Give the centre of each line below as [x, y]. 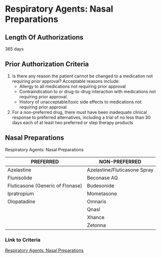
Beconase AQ [103, 178]
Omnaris [97, 202]
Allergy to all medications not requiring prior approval [72, 86]
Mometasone [102, 193]
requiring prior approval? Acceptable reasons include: [66, 81]
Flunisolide [20, 178]
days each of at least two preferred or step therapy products [72, 122]
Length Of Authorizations [44, 37]
